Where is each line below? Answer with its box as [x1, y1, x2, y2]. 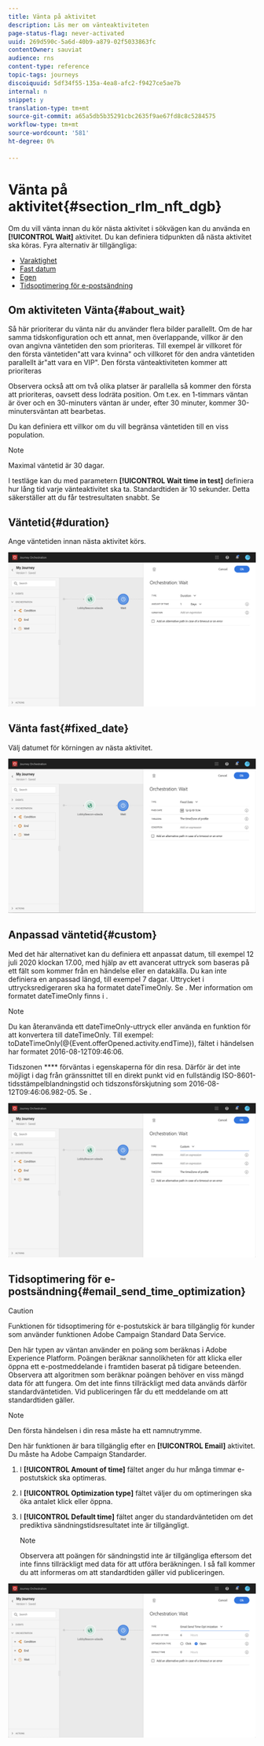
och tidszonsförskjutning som [91, 1078, 187, 1088]
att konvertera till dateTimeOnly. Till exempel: [8, 1029, 154, 1040]
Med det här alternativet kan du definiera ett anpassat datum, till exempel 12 [8, 949, 254, 959]
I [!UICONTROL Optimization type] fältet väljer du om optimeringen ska [19, 1488, 252, 1498]
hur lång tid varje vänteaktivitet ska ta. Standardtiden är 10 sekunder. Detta [8, 485, 250, 494]
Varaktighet [19, 255, 57, 265]
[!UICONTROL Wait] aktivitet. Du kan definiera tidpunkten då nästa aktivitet [8, 232, 252, 241]
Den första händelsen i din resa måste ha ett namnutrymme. [8, 1425, 202, 1435]
